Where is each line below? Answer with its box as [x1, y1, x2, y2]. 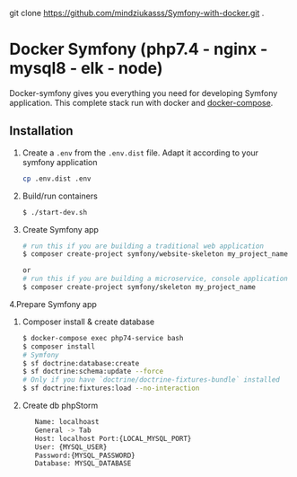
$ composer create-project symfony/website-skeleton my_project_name [22, 250, 289, 259]
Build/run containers [22, 190, 99, 201]
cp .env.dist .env [22, 174, 92, 183]
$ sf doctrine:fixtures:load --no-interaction [22, 384, 200, 393]
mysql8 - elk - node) [9, 58, 163, 79]
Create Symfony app [22, 224, 99, 234]
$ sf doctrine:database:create [22, 358, 140, 367]
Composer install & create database [22, 316, 155, 327]
